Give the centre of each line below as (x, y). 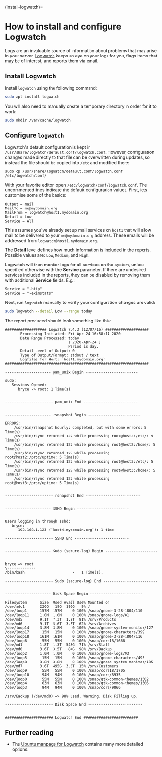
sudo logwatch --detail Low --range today (49, 311)
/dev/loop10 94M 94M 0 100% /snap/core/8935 (63, 675)
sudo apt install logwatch (32, 97)
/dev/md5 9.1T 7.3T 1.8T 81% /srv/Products (61, 620)
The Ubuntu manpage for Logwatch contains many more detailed (78, 744)
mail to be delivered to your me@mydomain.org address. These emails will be (80, 235)
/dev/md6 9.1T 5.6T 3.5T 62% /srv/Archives (61, 624)
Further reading (29, 732)
